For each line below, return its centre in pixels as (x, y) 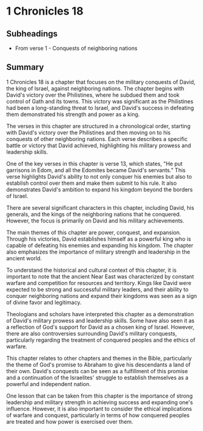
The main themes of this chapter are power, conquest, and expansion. (94, 232)
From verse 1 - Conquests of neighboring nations (76, 48)
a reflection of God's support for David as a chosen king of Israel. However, (101, 327)
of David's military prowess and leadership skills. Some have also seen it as (101, 320)
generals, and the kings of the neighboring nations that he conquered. (94, 214)
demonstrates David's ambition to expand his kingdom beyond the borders (99, 189)
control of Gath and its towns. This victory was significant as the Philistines (100, 101)
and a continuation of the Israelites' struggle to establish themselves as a (98, 378)
